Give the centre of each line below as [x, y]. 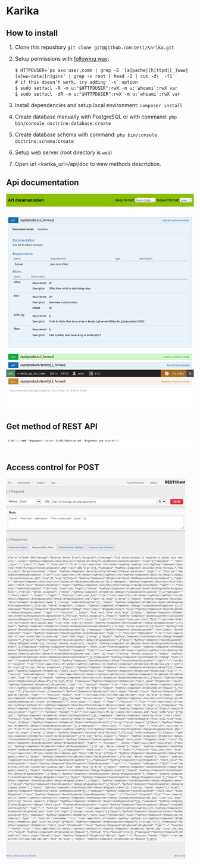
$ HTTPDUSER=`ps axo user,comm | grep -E [67, 70]
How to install [32, 33]
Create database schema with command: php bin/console [86, 134]
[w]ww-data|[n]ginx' [40, 76]
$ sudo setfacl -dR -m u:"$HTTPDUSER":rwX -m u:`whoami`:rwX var [97, 94]
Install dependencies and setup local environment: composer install [99, 105]
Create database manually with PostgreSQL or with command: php [96, 117]
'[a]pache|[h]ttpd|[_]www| [155, 70]
